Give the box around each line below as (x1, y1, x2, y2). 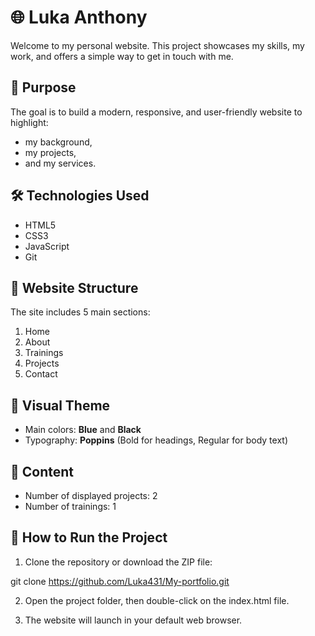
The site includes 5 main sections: (10, 306, 151, 318)
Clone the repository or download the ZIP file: (24, 556, 213, 568)
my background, (24, 136, 93, 148)
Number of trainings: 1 (24, 501, 117, 512)
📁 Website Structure (10, 279, 139, 296)
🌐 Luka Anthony (10, 6, 148, 29)
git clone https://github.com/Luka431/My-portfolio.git (10, 575, 230, 587)
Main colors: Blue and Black (24, 424, 142, 436)
